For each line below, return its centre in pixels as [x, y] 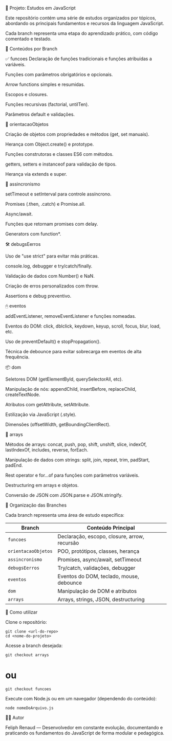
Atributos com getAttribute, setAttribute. [48, 404]
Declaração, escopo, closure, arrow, [101, 536]
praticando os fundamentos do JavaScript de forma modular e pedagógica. [85, 733]
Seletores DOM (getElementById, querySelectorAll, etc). [64, 379]
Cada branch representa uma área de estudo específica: [65, 515]
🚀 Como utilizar [21, 612]
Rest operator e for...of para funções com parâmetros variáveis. [72, 475]
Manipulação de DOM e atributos [97, 591]
